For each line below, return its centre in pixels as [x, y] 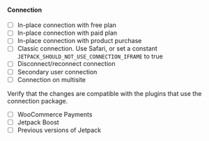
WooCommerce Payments [55, 114]
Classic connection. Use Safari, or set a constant [87, 49]
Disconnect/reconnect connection [66, 64]
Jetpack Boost [38, 122]
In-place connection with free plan [67, 25]
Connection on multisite [51, 79]
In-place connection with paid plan [67, 33]
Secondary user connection [57, 72]
